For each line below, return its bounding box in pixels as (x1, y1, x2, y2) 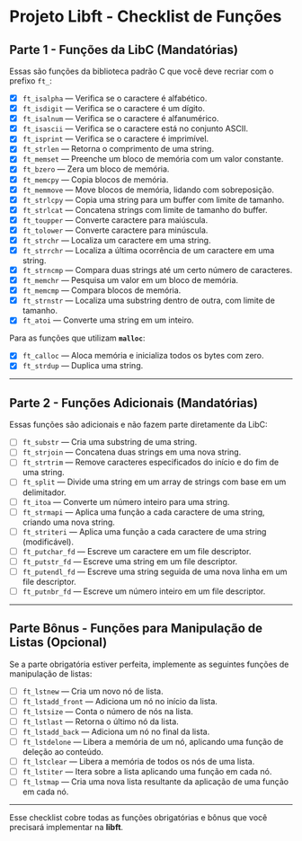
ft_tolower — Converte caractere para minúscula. (22, 225, 209, 235)
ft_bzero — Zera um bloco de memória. (22, 164, 170, 174)
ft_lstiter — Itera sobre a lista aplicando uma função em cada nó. (22, 766, 272, 777)
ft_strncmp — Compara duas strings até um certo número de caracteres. (22, 265, 293, 275)
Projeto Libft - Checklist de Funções (9, 6, 282, 27)
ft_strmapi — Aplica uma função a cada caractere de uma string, (22, 506, 265, 518)
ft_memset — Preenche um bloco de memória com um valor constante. (22, 154, 284, 164)
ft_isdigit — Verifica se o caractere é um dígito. (22, 103, 205, 114)
